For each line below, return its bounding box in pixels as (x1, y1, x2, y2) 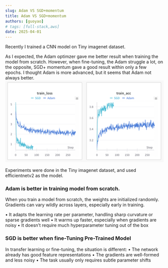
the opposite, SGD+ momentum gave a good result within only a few (5, 64, 147, 70)
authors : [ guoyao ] (5, 19, 44, 24)
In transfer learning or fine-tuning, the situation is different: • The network (5, 246, 158, 252)
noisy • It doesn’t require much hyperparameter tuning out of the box (5, 222, 149, 228)
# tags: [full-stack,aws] (5, 24, 59, 29)
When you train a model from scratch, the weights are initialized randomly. (5, 197, 159, 203)
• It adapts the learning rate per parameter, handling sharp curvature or (5, 212, 153, 218)
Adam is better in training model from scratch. (5, 185, 120, 192)
